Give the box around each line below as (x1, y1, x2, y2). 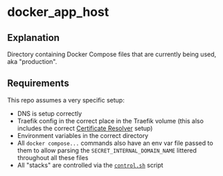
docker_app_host (7, 4, 109, 20)
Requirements (7, 78, 69, 89)
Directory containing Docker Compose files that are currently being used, (7, 50, 217, 58)
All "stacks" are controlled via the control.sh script (17, 161, 164, 169)
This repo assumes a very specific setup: (7, 96, 125, 104)
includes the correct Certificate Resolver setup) (17, 124, 153, 132)
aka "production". (7, 58, 57, 66)
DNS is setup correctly (17, 109, 82, 118)
